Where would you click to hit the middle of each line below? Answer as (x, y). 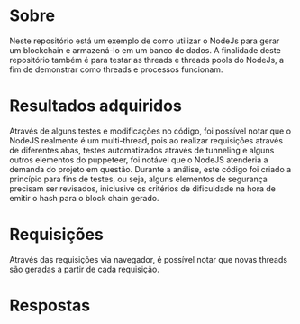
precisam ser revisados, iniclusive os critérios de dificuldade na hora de (143, 188)
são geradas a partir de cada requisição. (84, 269)
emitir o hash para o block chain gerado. (84, 198)
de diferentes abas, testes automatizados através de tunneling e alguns (142, 150)
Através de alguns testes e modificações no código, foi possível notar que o (150, 131)
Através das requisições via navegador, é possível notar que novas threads (149, 259)
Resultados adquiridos (95, 106)
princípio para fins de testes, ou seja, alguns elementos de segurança (138, 179)
